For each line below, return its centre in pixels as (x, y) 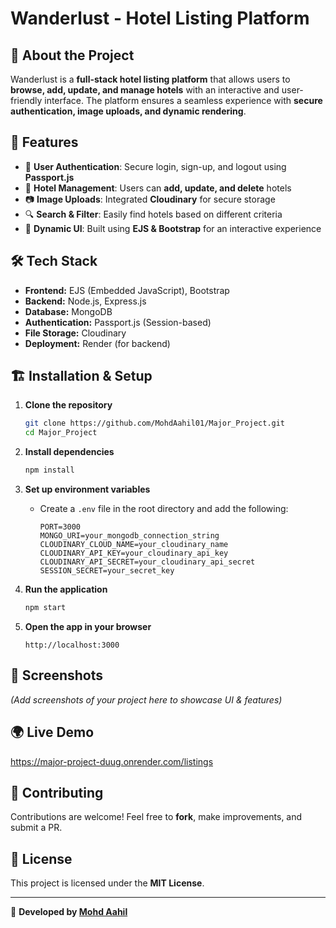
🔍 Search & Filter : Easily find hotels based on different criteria (153, 214)
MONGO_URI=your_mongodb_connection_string (129, 536)
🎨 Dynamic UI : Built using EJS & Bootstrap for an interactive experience (173, 228)
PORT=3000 (60, 527)
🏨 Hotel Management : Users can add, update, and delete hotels (158, 188)
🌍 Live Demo (52, 732)
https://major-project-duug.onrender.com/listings (112, 761)
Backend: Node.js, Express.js (85, 301)
